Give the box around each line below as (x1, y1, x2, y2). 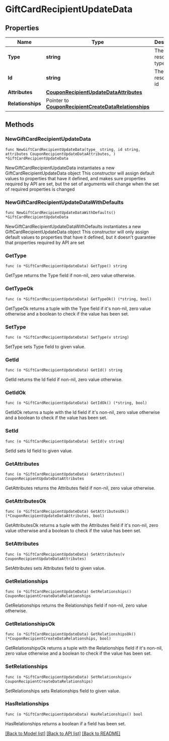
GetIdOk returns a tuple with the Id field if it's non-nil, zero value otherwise (5, 409, 160, 415)
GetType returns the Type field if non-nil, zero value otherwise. (5, 273, 136, 279)
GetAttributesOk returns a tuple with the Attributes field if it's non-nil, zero (5, 522, 158, 528)
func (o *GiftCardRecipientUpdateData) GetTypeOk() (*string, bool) (5, 296, 152, 301)
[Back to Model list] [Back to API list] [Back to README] (5, 730, 121, 736)
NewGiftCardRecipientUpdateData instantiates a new (5, 165, 115, 171)
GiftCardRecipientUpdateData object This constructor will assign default (5, 170, 155, 176)
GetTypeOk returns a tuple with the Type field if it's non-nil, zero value (5, 305, 151, 311)
